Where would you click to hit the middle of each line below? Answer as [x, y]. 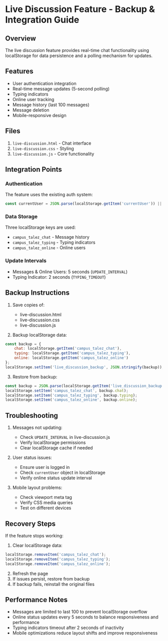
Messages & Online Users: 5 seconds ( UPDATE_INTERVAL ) [70, 272]
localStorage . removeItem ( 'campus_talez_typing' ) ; [58, 559]
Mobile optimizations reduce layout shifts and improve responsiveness [85, 633]
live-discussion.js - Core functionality [53, 154]
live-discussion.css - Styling [43, 148]
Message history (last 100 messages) [51, 105]
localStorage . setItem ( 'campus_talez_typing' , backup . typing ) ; [71, 395]
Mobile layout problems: [37, 488]
